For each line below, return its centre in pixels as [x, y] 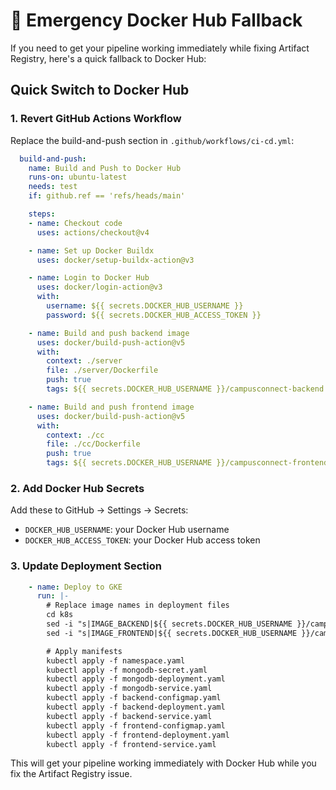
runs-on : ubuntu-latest [78, 177]
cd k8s [60, 615]
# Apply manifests [84, 651]
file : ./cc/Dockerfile [93, 444]
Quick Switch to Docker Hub [100, 90]
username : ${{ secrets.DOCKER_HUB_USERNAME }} [145, 306]
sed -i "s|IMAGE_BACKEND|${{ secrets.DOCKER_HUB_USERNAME [169, 624]
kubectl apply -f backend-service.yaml [129, 716]
